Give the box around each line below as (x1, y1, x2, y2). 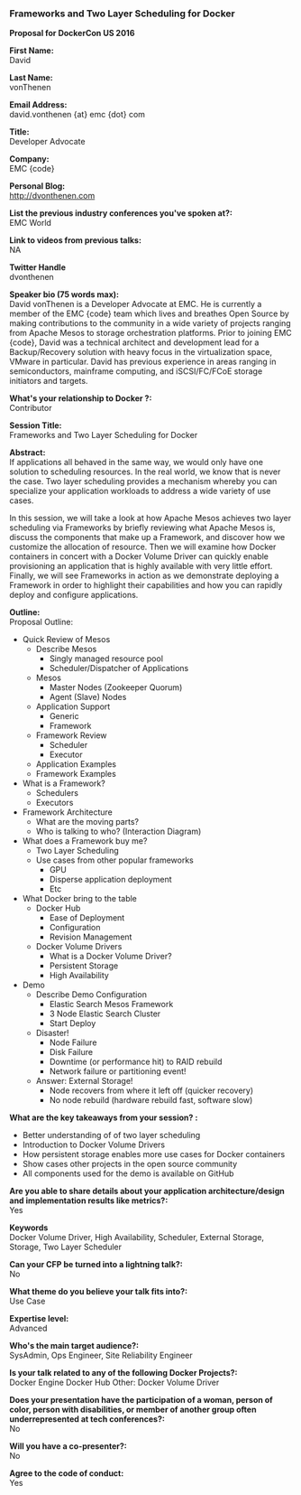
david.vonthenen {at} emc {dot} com (9, 109, 146, 120)
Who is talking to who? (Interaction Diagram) (35, 826, 202, 837)
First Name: (9, 45, 54, 56)
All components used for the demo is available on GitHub (22, 1168, 234, 1179)
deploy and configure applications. (9, 590, 139, 601)
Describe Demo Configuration (35, 989, 147, 1000)
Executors (35, 798, 74, 808)
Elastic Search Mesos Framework (49, 999, 174, 1010)
